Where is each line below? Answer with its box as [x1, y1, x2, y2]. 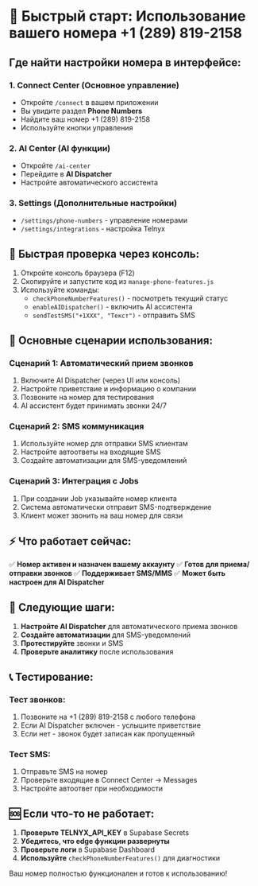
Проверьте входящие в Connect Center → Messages [20, 775, 198, 785]
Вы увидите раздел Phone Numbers [20, 106, 143, 115]
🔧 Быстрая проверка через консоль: [9, 247, 200, 261]
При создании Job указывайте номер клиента [20, 493, 178, 503]
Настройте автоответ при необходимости [20, 783, 164, 794]
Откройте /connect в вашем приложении [20, 97, 159, 107]
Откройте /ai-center [20, 161, 91, 170]
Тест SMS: [9, 748, 51, 760]
